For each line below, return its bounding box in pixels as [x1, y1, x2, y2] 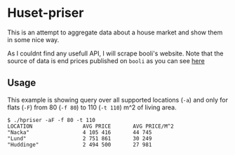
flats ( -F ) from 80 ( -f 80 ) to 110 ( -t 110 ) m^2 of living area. [7, 103, 177, 112]
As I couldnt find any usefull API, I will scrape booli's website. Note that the [7, 49, 224, 58]
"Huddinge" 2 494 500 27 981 [7, 141, 152, 148]
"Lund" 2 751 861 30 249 [7, 135, 152, 142]
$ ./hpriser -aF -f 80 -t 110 [7, 116, 96, 123]
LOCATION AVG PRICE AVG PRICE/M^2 [7, 123, 174, 130]
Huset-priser [7, 5, 84, 21]
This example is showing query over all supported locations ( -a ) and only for [7, 95, 228, 104]
